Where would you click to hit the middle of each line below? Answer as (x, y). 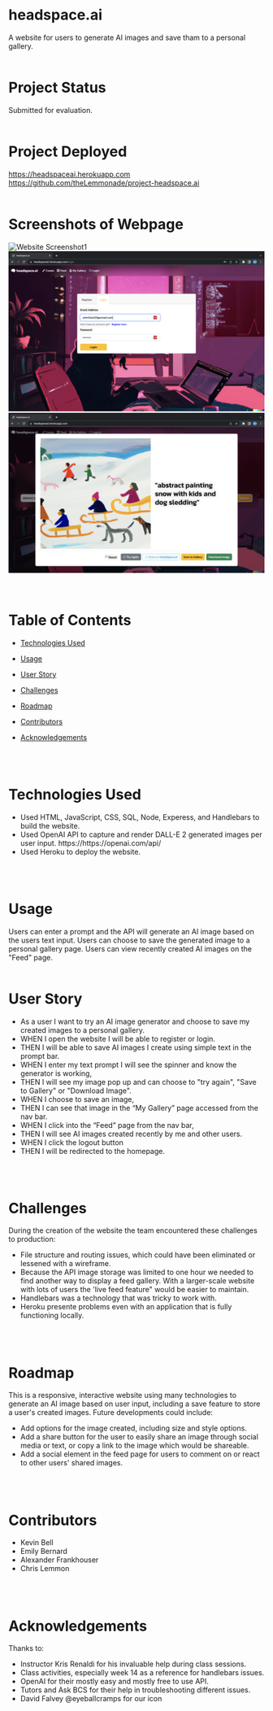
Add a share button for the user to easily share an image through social (139, 1437)
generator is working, (56, 1073)
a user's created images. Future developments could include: (111, 1413)
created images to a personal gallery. (82, 1030)
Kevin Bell (37, 1543)
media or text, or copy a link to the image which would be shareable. (134, 1446)
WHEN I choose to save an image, (77, 1099)
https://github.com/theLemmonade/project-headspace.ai (104, 183)
